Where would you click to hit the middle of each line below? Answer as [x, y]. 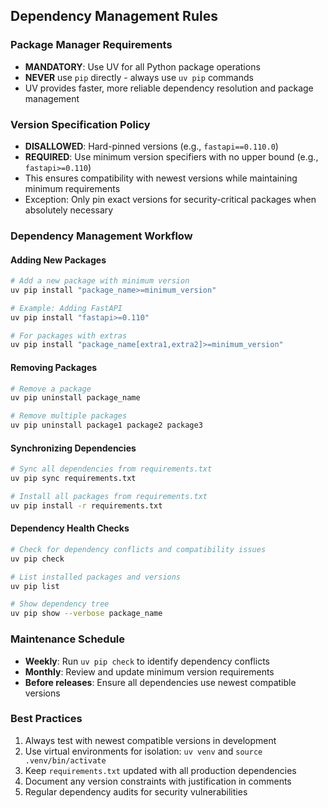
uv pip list [35, 586]
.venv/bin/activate [65, 760]
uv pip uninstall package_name [75, 398]
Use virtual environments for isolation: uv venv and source [143, 751]
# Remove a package [51, 389]
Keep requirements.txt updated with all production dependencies [160, 770]
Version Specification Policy [80, 124]
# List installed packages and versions [96, 577]
